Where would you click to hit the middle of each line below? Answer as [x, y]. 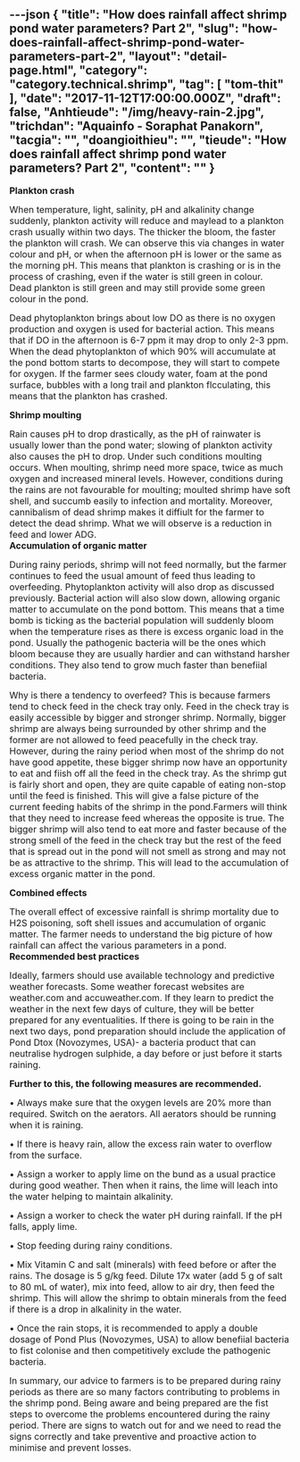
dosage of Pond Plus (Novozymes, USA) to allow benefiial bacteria [150, 1339]
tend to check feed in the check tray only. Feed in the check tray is [149, 706]
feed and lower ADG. [53, 534]
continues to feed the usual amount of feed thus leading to [133, 575]
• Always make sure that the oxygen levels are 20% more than [141, 1102]
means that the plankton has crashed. [88, 396]
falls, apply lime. [43, 1226]
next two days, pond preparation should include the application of [148, 1031]
